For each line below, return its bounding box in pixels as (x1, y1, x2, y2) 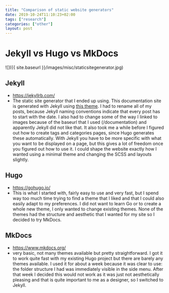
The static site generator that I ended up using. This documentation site (12, 98, 161, 104)
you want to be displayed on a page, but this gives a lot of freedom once (12, 140, 163, 146)
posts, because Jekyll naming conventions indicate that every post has (12, 108, 160, 114)
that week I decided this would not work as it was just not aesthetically (12, 271, 160, 277)
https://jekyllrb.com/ (12, 92, 55, 98)
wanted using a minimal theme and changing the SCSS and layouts (12, 151, 152, 157)
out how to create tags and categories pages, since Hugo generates (12, 129, 154, 136)
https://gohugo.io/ (12, 184, 50, 190)
